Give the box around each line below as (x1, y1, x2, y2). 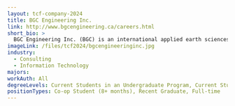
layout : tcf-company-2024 (7, 10, 83, 17)
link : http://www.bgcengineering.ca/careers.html (7, 23, 155, 30)
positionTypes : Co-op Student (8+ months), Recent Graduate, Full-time (7, 88, 220, 95)
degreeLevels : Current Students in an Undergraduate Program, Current (7, 82, 218, 89)
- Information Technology (13, 62, 90, 69)
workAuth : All (7, 75, 49, 82)
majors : (7, 68, 30, 75)
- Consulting (13, 56, 52, 63)
